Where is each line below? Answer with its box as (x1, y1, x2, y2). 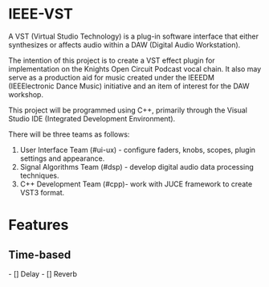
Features (8, 216, 69, 234)
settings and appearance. (19, 154, 105, 163)
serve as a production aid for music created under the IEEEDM (8, 72, 215, 82)
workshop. (8, 89, 44, 99)
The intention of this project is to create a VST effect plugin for (8, 55, 215, 65)
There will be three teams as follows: (8, 129, 130, 139)
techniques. (19, 170, 59, 180)
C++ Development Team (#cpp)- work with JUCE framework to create (19, 178, 253, 189)
